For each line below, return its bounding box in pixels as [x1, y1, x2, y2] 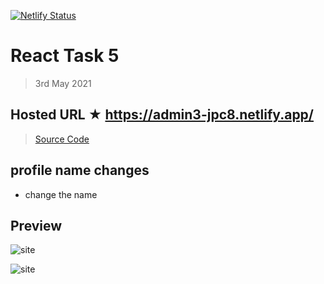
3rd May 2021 [34, 77, 92, 89]
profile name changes [10, 162, 150, 179]
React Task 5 [10, 45, 120, 67]
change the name [24, 188, 98, 200]
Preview [10, 217, 63, 234]
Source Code [34, 133, 90, 145]
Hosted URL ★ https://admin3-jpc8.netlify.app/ [10, 106, 315, 124]
